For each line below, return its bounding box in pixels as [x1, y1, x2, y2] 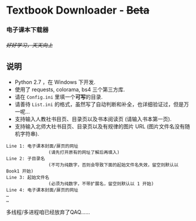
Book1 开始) [6, 168, 34, 174]
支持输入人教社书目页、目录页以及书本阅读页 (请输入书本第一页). [14, 115, 172, 122]
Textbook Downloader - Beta [6, 4, 149, 17]
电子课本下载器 [6, 26, 49, 34]
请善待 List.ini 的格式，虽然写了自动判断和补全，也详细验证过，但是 [14, 100, 184, 108]
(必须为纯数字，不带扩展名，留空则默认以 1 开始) [48, 181, 155, 187]
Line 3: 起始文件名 [6, 174, 50, 180]
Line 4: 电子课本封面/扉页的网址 [6, 187, 79, 193]
